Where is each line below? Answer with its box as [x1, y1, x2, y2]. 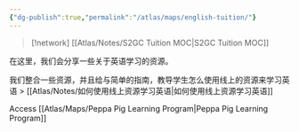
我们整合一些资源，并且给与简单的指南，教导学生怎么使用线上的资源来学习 [9, 74, 282, 85]
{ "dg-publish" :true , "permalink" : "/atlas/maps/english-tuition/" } [9, 12, 256, 22]
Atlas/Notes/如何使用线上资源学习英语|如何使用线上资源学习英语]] [32, 85, 273, 96]
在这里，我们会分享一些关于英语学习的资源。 [9, 55, 174, 66]
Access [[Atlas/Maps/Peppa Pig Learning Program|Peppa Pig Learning [9, 103, 269, 113]
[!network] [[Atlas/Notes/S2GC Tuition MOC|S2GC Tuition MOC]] [30, 37, 270, 48]
